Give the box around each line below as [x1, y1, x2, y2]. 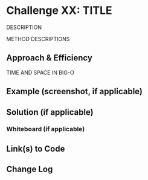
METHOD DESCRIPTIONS [6, 35, 70, 42]
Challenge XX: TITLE [6, 4, 113, 18]
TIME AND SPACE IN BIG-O [6, 69, 74, 76]
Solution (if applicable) [6, 107, 94, 117]
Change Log [6, 164, 53, 175]
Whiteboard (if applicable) [6, 125, 85, 133]
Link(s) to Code [6, 143, 65, 154]
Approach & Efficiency [6, 53, 92, 63]
